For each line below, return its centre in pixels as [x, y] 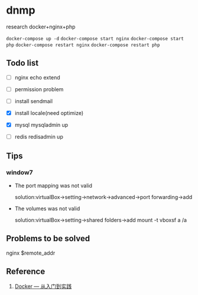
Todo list [22, 63]
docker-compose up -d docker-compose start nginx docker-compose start [95, 39]
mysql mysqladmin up [41, 125]
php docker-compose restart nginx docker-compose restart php [83, 45]
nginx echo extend [37, 77]
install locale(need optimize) [49, 113]
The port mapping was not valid [53, 185]
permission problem [39, 89]
